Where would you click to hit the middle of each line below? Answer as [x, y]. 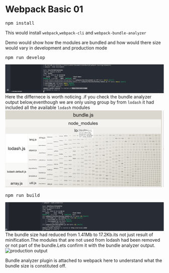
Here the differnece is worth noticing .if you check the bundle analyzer [78, 96]
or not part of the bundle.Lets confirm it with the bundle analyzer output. [80, 245]
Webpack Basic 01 [44, 9]
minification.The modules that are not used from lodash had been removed [82, 240]
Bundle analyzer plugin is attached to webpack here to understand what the [84, 260]
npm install [20, 23]
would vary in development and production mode [56, 48]
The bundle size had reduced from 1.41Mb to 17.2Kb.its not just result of [79, 235]
